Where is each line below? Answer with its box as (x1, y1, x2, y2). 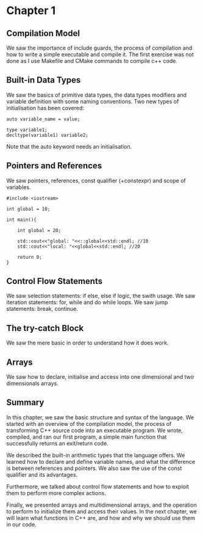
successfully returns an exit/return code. (6, 439, 109, 447)
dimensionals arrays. (6, 380, 59, 387)
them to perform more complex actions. (6, 489, 106, 496)
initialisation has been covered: (6, 104, 84, 111)
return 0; (17, 254, 43, 260)
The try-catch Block (6, 322, 84, 334)
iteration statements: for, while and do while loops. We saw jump (6, 299, 168, 306)
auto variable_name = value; (6, 116, 80, 122)
